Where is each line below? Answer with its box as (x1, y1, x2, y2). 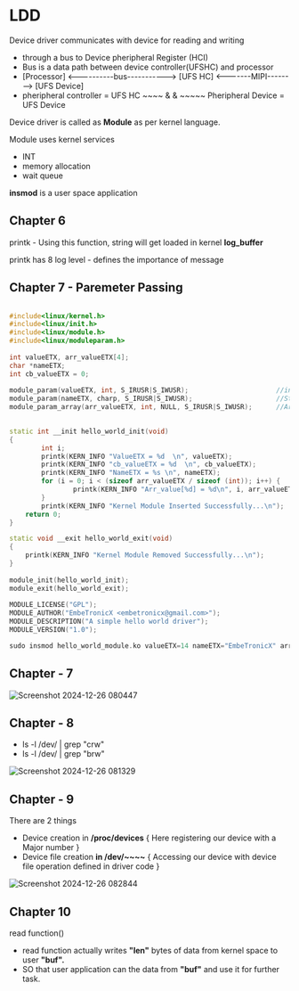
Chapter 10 (9, 904, 71, 919)
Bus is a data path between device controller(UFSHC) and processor (21, 61, 274, 72)
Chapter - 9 (9, 791, 74, 807)
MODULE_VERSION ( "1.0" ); (9, 626, 98, 635)
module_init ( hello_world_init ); (9, 576, 129, 585)
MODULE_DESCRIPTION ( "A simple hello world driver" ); (9, 617, 209, 627)
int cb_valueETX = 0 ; (9, 369, 90, 379)
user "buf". (21, 954, 65, 965)
